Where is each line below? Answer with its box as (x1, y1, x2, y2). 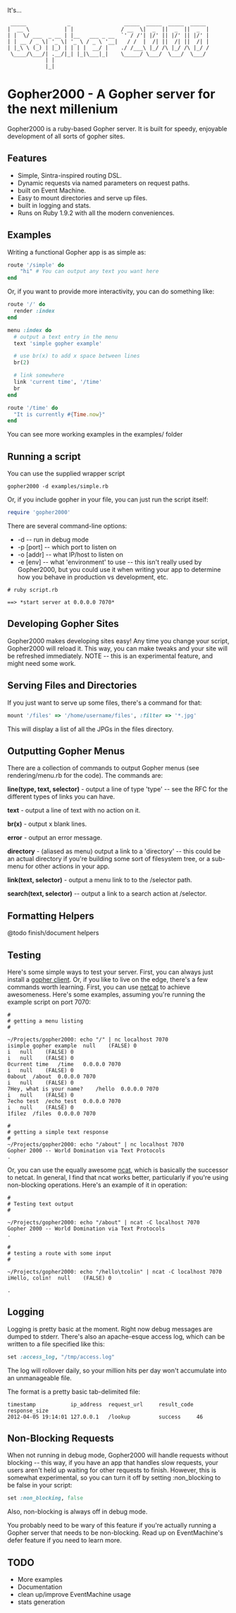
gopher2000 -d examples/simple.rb (7, 483, 109, 490)
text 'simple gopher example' (13, 340, 102, 347)
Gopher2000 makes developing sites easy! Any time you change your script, (7, 636, 230, 645)
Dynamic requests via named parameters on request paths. (17, 178, 190, 187)
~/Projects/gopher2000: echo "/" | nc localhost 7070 (7, 1036, 169, 1043)
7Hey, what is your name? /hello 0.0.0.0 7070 (7, 1085, 159, 1092)
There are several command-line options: (7, 522, 128, 530)
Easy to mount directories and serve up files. (17, 193, 148, 202)
